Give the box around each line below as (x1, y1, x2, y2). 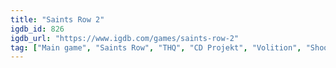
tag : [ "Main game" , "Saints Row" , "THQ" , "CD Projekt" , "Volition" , (10, 42, 302, 53)
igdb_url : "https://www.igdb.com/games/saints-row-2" (10, 33, 240, 43)
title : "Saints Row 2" (10, 14, 105, 25)
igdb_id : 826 (10, 24, 65, 34)
